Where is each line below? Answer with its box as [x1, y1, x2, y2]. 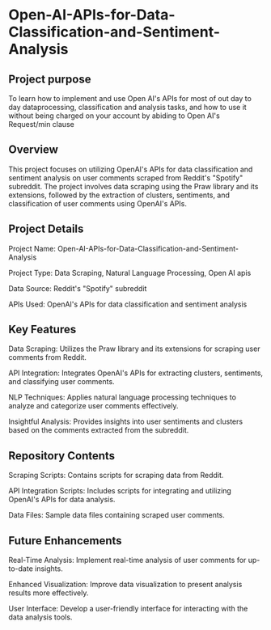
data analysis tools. [8, 612, 73, 622]
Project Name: [8, 243, 57, 253]
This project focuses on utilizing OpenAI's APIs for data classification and [8, 164, 253, 174]
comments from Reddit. [8, 353, 87, 362]
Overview [8, 143, 59, 157]
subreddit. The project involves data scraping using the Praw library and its [8, 181, 259, 191]
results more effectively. [8, 588, 89, 598]
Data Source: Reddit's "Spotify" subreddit [8, 283, 147, 293]
